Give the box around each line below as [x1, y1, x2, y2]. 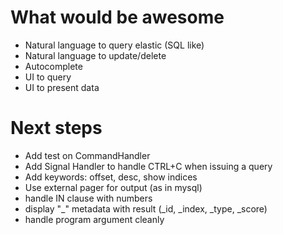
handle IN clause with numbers [24, 192, 153, 204]
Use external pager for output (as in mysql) [24, 181, 203, 193]
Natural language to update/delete [24, 49, 167, 61]
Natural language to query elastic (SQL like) [24, 39, 205, 51]
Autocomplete [24, 60, 83, 72]
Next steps [10, 117, 103, 140]
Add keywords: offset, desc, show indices [24, 171, 198, 183]
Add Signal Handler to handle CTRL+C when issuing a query [24, 160, 273, 172]
